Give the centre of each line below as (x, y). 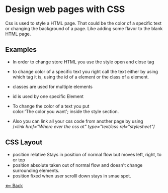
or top (19, 160)
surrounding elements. (36, 170)
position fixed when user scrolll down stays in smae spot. (72, 176)
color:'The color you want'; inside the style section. (66, 111)
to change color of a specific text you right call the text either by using (85, 71)
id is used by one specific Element (48, 96)
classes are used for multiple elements (53, 86)
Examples (21, 50)
